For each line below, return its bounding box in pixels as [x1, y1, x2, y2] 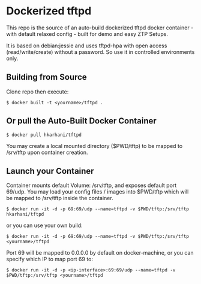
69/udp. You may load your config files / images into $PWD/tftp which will [6, 188, 189, 195]
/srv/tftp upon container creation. [6, 149, 88, 156]
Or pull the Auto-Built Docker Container [6, 116, 157, 126]
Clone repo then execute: [6, 88, 69, 95]
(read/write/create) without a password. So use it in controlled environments [6, 48, 195, 55]
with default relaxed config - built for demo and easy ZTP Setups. [6, 30, 168, 37]
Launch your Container [6, 166, 94, 176]
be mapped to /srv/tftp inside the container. [6, 195, 113, 202]
